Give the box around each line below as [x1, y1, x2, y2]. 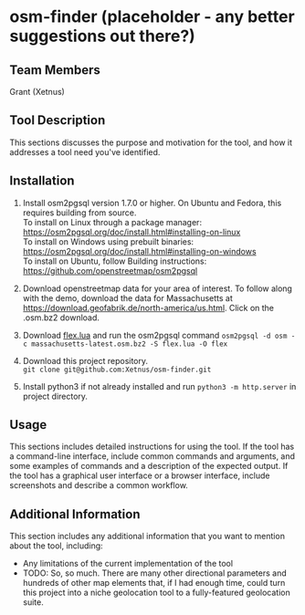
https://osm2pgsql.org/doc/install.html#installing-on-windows [22, 245, 258, 256]
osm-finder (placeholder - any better [9, 6, 295, 27]
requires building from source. [22, 207, 137, 218]
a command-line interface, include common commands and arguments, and [9, 451, 295, 462]
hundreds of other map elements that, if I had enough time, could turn [22, 578, 286, 589]
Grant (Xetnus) [9, 87, 66, 97]
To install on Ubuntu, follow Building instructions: [22, 255, 207, 266]
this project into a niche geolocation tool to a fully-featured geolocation [22, 587, 290, 599]
